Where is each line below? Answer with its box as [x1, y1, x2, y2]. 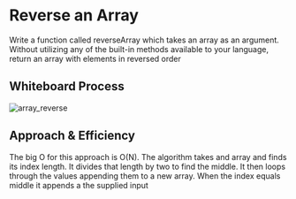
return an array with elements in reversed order [9, 53, 181, 64]
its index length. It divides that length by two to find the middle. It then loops [9, 161, 285, 172]
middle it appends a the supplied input [9, 180, 148, 190]
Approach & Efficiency [9, 128, 135, 143]
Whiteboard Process [9, 79, 125, 94]
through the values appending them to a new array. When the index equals [9, 170, 281, 181]
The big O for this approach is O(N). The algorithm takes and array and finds [9, 151, 287, 162]
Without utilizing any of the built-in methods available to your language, [9, 43, 269, 54]
